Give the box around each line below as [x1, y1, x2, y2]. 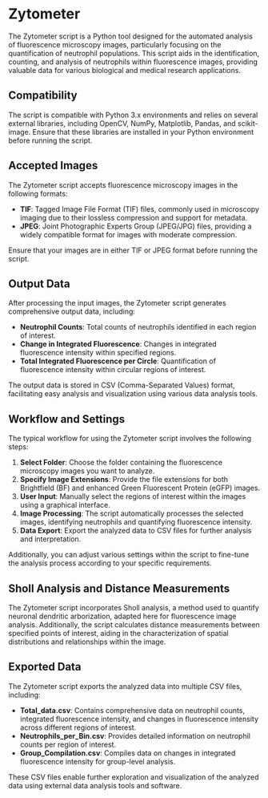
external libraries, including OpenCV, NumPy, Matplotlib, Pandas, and [8, 118, 236, 128]
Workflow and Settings [8, 412, 126, 426]
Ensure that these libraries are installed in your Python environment [32, 127, 254, 136]
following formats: [8, 188, 68, 198]
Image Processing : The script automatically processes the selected [19, 508, 244, 518]
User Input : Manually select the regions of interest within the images [19, 492, 246, 501]
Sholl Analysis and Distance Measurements [8, 581, 230, 595]
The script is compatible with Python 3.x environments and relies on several [8, 110, 258, 119]
